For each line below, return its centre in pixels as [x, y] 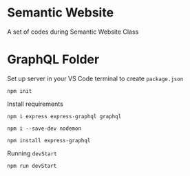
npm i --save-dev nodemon [44, 129]
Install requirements [35, 104]
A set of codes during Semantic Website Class [73, 32]
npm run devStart [32, 166]
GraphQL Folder [53, 59]
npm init [20, 91]
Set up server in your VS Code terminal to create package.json [95, 78]
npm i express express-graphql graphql [64, 116]
